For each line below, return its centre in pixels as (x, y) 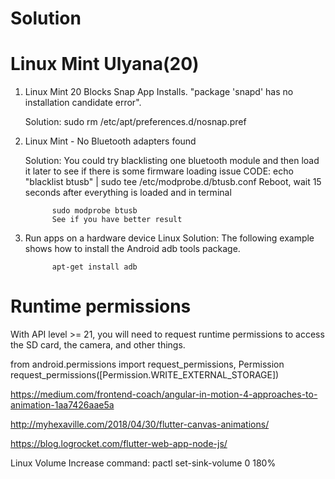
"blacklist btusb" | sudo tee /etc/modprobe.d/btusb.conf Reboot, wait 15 (173, 182)
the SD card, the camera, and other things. (98, 345)
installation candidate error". (83, 103)
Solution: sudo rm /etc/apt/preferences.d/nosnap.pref (135, 122)
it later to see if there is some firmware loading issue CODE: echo (159, 171)
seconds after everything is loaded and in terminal (128, 193)
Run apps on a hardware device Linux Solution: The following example (169, 238)
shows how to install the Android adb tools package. (132, 249)
